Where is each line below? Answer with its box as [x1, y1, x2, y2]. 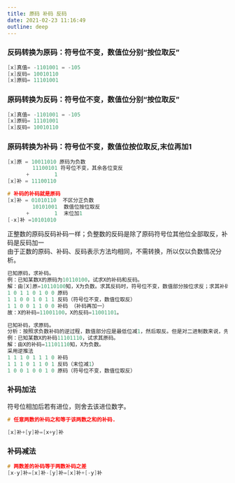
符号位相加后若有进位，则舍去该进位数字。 [7, 402, 130, 410]
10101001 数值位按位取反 [32, 203, 101, 210]
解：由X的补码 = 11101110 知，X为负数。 [7, 341, 105, 348]
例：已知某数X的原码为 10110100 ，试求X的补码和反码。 [7, 277, 143, 284]
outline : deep [7, 23, 49, 30]
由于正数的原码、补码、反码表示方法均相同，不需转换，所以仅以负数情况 [7, 247, 215, 256]
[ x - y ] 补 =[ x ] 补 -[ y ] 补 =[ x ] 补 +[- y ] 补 [7, 469, 103, 476]
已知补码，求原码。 [7, 322, 55, 329]
